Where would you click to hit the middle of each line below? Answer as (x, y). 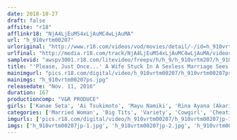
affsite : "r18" (30, 27)
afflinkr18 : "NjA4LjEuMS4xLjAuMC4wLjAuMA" (71, 34)
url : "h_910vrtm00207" (41, 40)
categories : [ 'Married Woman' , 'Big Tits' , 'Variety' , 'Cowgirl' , (107, 112)
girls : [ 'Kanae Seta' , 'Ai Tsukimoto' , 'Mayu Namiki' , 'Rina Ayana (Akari (120, 106)
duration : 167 (28, 93)
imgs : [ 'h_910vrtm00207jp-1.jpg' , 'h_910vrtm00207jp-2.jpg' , (99, 126)
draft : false (26, 21)
